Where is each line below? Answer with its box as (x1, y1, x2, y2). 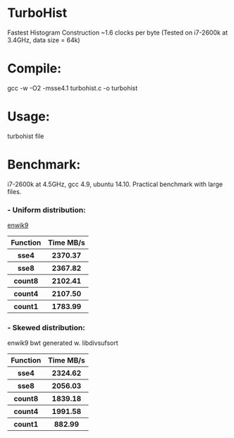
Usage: (7, 109, 51, 125)
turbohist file (7, 132, 44, 140)
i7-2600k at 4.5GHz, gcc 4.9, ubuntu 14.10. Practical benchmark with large (7, 180, 223, 188)
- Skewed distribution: (7, 322, 86, 332)
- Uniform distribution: (7, 205, 86, 214)
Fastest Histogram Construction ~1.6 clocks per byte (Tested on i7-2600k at (7, 28, 228, 37)
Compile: (7, 61, 62, 77)
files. (7, 187, 22, 195)
